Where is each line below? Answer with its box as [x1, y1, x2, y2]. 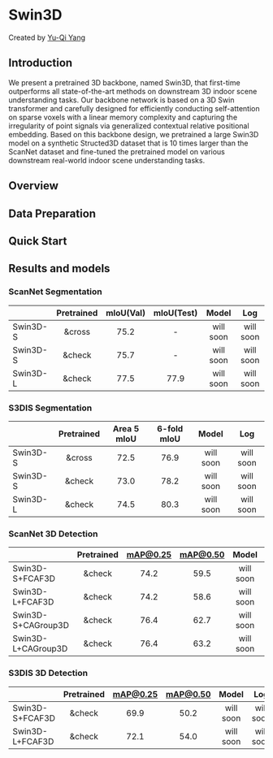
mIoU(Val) [105, 307, 146, 318]
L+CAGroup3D [12, 643, 68, 655]
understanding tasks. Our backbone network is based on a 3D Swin [8, 95, 235, 105]
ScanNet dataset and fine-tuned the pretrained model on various [8, 146, 226, 156]
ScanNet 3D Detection [8, 528, 98, 539]
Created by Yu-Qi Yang [8, 32, 86, 42]
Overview [8, 179, 59, 193]
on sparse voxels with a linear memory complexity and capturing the [8, 112, 238, 122]
